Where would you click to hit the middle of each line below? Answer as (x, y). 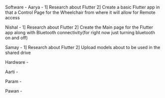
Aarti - (12, 72)
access (12, 18)
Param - (13, 81)
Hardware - (17, 62)
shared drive (18, 52)
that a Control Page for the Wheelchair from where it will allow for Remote (80, 12)
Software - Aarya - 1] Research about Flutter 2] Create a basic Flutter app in (82, 7)
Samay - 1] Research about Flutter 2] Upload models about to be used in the (83, 47)
